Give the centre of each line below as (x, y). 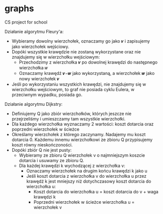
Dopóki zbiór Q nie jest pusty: (42, 150)
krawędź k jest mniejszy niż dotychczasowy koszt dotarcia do (89, 181)
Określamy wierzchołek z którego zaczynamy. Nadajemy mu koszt (79, 134)
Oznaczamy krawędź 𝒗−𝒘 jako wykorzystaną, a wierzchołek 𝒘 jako (87, 73)
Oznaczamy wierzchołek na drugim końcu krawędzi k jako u (87, 171)
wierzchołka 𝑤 (33, 68)
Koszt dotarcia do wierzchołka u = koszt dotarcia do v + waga (96, 191)
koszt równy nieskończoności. (42, 144)
